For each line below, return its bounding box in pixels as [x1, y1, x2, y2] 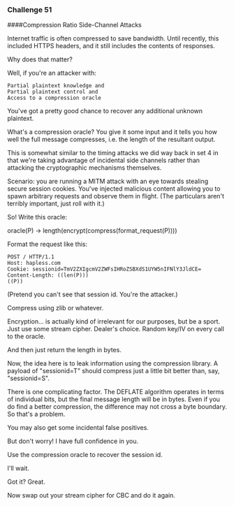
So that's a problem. [7, 410, 66, 419]
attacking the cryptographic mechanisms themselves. [7, 164, 162, 172]
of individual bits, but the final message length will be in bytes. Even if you [7, 395, 220, 403]
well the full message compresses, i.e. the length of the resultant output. [7, 135, 216, 144]
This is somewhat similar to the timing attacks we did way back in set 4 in [7, 149, 219, 157]
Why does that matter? [7, 55, 73, 64]
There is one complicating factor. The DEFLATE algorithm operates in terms [7, 388, 225, 396]
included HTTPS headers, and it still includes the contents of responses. [7, 42, 215, 50]
